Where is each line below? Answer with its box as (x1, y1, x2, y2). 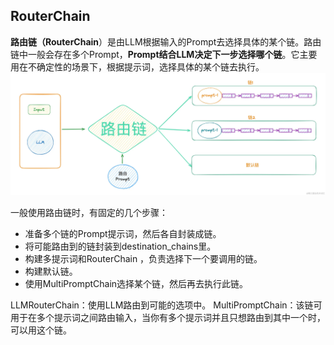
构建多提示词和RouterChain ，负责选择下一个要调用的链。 (24, 252, 263, 264)
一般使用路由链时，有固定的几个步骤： (10, 206, 168, 218)
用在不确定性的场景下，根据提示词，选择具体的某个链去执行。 (10, 60, 265, 73)
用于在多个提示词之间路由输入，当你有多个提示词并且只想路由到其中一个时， (10, 311, 326, 323)
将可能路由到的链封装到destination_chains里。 (24, 240, 217, 252)
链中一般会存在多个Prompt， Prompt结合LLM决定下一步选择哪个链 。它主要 (10, 48, 318, 60)
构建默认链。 (24, 265, 78, 277)
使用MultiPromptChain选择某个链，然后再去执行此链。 (24, 277, 249, 289)
